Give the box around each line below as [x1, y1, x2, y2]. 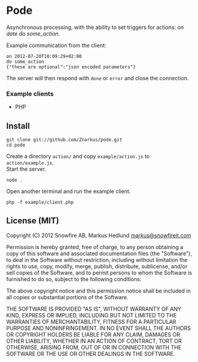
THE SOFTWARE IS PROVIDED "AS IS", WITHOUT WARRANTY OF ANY [6, 305, 182, 313]
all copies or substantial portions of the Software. [6, 293, 128, 300]
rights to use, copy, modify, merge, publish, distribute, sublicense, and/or [6, 262, 188, 270]
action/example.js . [6, 159, 54, 167]
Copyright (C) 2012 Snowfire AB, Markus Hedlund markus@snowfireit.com [6, 232, 191, 239]
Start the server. [6, 165, 46, 173]
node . [6, 177, 23, 183]
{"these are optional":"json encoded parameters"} [6, 64, 136, 70]
